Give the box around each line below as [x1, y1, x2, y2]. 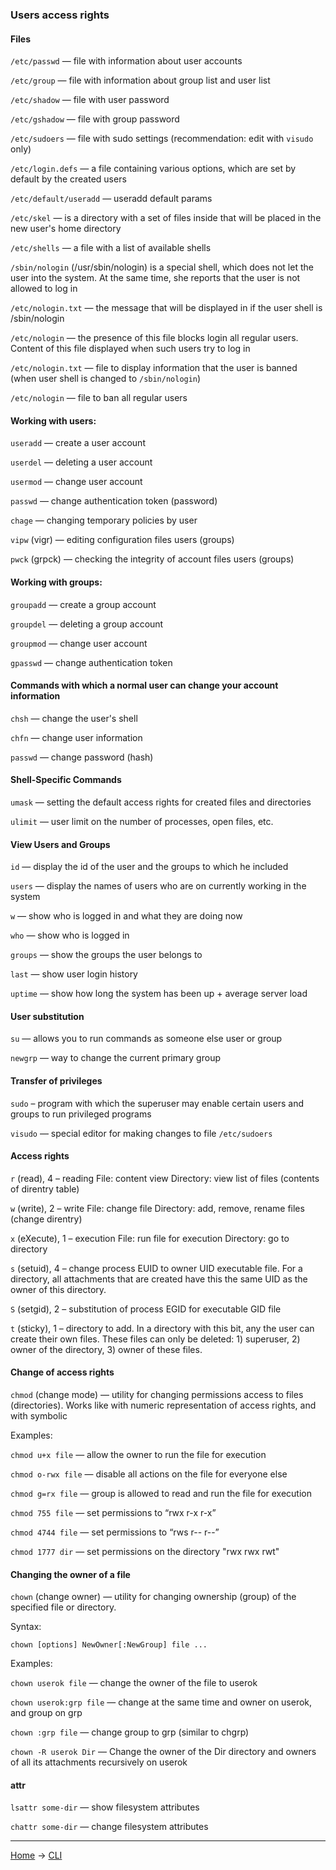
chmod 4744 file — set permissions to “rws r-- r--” [10, 1526, 220, 1538]
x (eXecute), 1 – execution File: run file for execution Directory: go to [10, 1232, 290, 1244]
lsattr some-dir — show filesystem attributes [10, 1801, 200, 1813]
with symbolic [10, 1409, 68, 1422]
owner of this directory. [10, 1283, 107, 1295]
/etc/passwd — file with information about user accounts [10, 55, 243, 67]
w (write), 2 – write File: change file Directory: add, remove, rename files [10, 1202, 305, 1214]
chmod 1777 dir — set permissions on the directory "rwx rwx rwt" [10, 1545, 280, 1557]
